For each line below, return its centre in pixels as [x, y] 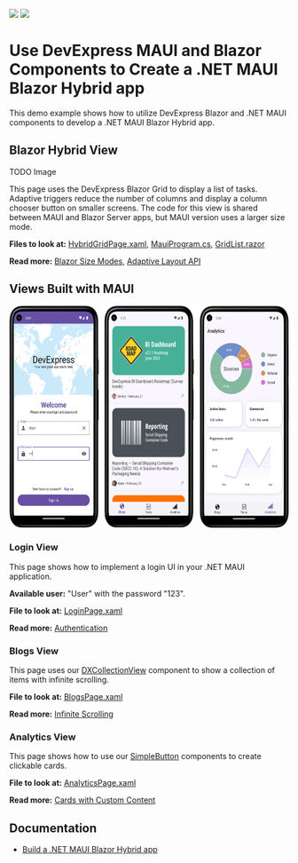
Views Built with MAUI [72, 289]
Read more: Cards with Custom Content [82, 800]
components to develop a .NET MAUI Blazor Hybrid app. [112, 122]
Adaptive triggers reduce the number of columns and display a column [138, 198]
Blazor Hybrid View [63, 150]
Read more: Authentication [59, 628]
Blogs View [34, 651]
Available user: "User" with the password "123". [98, 593]
